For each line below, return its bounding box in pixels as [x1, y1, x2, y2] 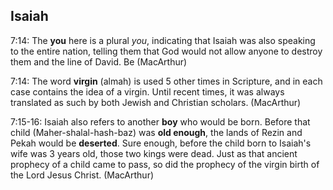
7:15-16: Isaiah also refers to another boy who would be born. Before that [10, 115, 311, 128]
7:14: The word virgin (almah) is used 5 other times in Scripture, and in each [10, 75, 323, 87]
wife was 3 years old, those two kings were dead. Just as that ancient [10, 147, 298, 159]
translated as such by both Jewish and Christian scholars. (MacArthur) [10, 96, 302, 108]
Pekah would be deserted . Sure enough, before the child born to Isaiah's [10, 137, 312, 149]
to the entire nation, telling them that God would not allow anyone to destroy [10, 45, 323, 57]
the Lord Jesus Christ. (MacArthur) [10, 169, 155, 181]
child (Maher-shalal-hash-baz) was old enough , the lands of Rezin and [10, 126, 303, 138]
